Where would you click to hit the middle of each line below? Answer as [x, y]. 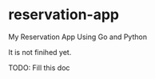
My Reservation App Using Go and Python [78, 37]
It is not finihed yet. [40, 52]
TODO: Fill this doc [39, 67]
